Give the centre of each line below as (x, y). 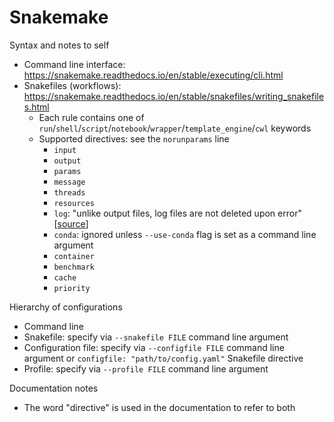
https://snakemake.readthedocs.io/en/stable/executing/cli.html (153, 75)
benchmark (74, 267)
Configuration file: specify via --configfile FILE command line (154, 347)
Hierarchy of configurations (66, 307)
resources (74, 203)
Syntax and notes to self (59, 45)
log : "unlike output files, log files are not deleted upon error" (177, 213)
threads (69, 192)
